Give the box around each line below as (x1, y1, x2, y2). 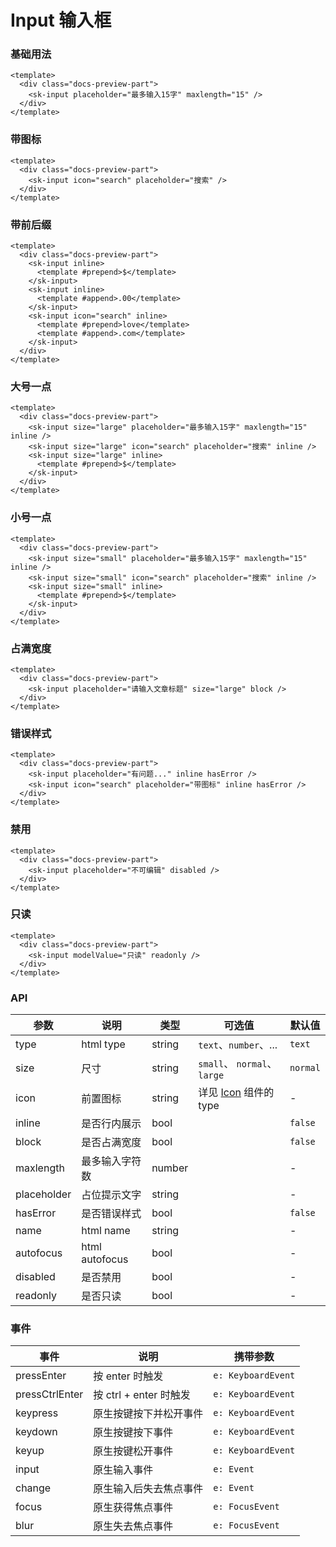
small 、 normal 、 (198, 1057, 278, 1071)
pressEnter (15, 1369, 67, 1383)
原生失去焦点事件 (93, 1519, 174, 1533)
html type (81, 1037, 126, 1051)
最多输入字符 (81, 1154, 142, 1168)
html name (81, 1224, 131, 1238)
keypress (15, 1406, 59, 1420)
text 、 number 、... (198, 1038, 278, 1052)
